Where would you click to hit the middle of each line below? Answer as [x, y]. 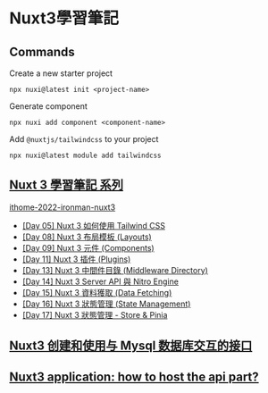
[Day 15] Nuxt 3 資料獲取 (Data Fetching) [97, 292]
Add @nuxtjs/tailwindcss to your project [84, 139]
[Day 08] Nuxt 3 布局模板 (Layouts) [87, 237]
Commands [42, 51]
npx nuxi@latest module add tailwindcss [86, 155]
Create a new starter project [61, 73]
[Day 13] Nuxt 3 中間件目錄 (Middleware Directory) [115, 270]
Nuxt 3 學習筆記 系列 [66, 185]
